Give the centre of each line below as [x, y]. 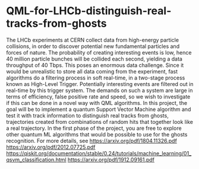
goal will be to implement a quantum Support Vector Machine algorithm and [99, 109]
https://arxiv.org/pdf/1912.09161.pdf [111, 160]
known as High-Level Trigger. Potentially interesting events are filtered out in [100, 84]
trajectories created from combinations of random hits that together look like [99, 122]
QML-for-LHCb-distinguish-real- [89, 11]
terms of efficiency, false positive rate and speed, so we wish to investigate [98, 97]
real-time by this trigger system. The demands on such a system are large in [99, 90]
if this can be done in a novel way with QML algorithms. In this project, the [97, 103]
